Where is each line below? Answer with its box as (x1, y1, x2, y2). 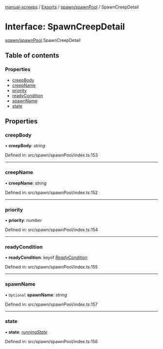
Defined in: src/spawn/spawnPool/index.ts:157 (5, 301, 98, 307)
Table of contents (5, 51, 59, 60)
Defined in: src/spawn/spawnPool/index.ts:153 (5, 152, 98, 158)
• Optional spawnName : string (5, 292, 67, 298)
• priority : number (5, 217, 42, 223)
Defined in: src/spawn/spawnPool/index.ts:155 (5, 264, 98, 270)
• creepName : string (5, 180, 47, 186)
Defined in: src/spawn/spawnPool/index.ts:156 (5, 338, 98, 344)
